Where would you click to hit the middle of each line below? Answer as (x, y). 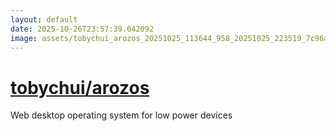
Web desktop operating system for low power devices (121, 115)
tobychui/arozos (80, 87)
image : (24, 38)
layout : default (44, 19)
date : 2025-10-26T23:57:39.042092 (82, 29)
